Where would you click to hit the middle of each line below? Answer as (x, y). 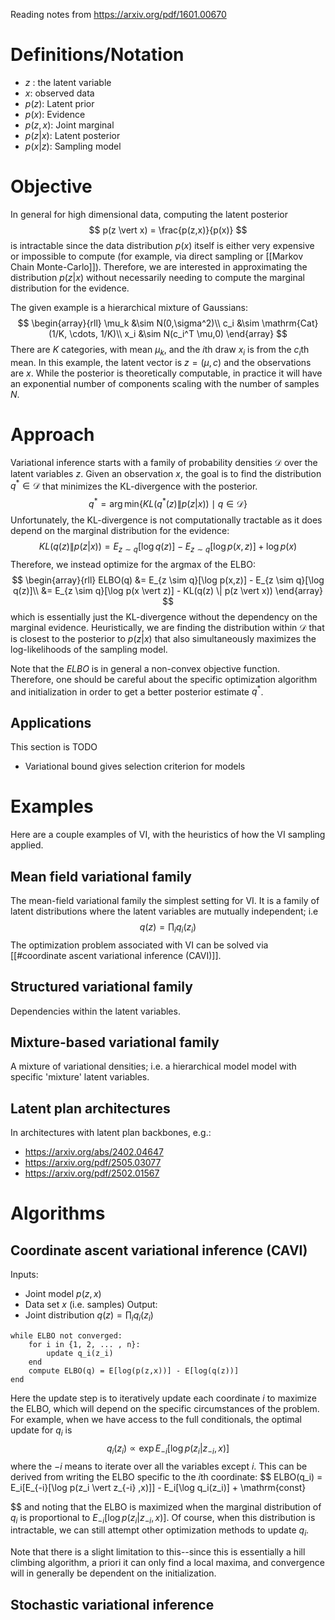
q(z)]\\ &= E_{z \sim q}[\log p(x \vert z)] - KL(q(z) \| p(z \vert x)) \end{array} (168, 590)
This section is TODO (54, 747)
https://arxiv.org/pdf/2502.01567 (92, 1173)
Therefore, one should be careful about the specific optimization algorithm (164, 679)
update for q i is (41, 1431)
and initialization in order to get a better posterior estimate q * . (137, 691)
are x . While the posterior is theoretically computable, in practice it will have (166, 373)
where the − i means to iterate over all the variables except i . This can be (159, 1466)
